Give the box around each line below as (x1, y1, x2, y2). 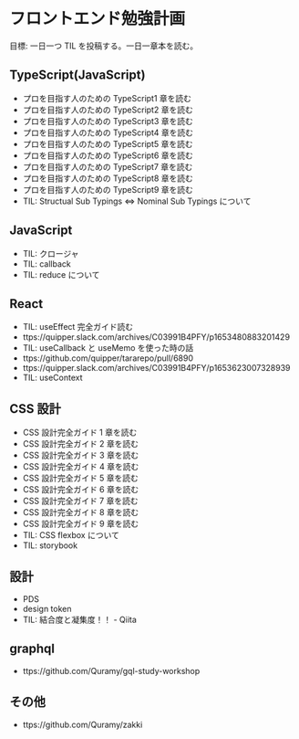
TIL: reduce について (22, 269, 100, 280)
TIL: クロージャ (22, 248, 79, 259)
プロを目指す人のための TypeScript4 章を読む (22, 127, 194, 138)
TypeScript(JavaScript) (9, 68, 146, 83)
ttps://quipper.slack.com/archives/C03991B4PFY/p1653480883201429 (22, 332, 290, 343)
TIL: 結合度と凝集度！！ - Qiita (22, 614, 137, 625)
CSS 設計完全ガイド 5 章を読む (22, 472, 139, 484)
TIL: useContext (22, 372, 83, 384)
